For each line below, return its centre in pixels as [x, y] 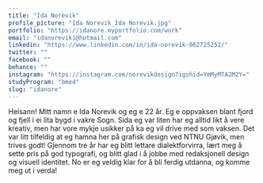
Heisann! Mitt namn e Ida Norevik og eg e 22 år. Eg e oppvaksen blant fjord [131, 112]
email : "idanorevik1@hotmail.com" [65, 38]
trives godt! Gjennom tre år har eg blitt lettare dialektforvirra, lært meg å [125, 145]
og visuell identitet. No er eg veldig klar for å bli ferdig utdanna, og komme [129, 162]
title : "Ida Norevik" [44, 15]
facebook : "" [30, 60]
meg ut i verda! [33, 170]
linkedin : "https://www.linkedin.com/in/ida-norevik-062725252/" [118, 45]
